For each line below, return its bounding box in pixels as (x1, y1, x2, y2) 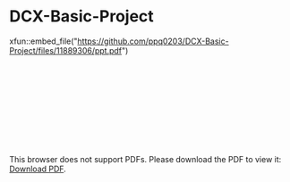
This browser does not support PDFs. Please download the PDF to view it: (9, 153, 282, 164)
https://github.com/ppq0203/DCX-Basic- (77, 36, 230, 46)
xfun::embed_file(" (9, 36, 78, 46)
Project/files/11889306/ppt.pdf (9, 45, 123, 55)
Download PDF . (9, 163, 67, 174)
